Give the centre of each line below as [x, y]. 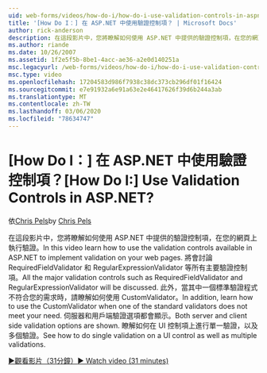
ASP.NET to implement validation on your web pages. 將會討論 [110, 257]
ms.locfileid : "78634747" [51, 119]
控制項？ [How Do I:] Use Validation [124, 181]
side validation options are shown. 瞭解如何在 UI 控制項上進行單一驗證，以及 [133, 325]
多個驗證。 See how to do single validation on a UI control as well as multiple [133, 335]
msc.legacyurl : [33, 67]
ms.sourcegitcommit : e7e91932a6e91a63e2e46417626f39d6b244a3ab [115, 89]
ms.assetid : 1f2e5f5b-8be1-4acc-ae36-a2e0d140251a [94, 60]
